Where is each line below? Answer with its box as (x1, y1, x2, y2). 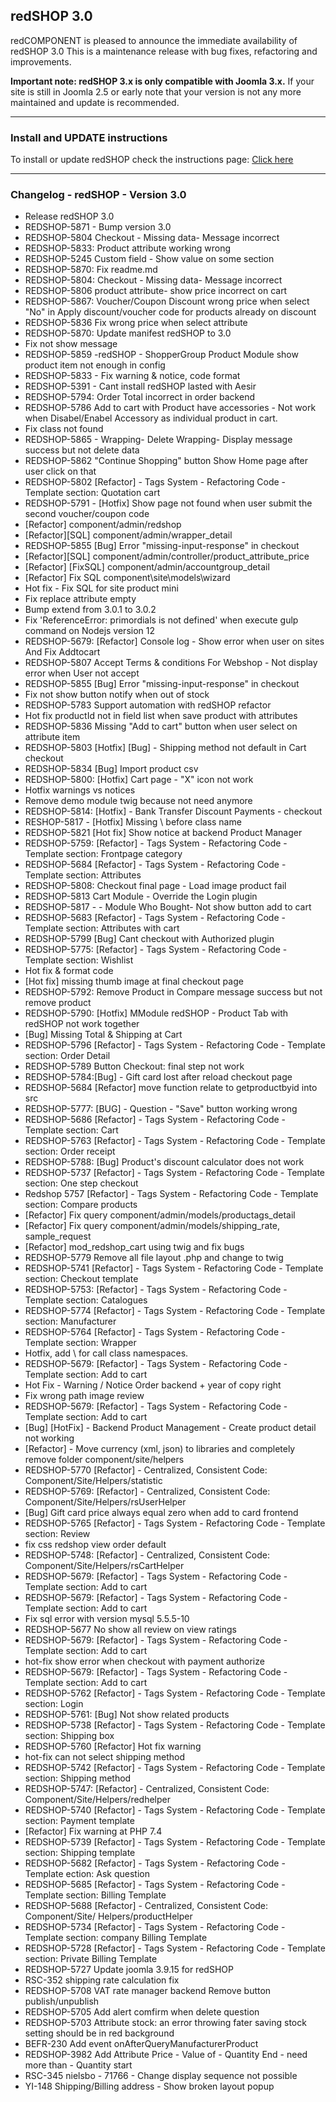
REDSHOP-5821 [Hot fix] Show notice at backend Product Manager (24, 827, 303, 839)
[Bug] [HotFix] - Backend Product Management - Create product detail (24, 1422, 317, 1434)
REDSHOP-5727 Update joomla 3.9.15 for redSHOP (24, 1964, 234, 1976)
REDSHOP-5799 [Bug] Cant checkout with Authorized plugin (24, 933, 275, 945)
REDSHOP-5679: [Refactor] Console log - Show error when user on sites (24, 635, 325, 648)
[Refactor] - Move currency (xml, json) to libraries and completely (24, 1443, 296, 1455)
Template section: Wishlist (24, 954, 134, 966)
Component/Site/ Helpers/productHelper (24, 1910, 193, 1923)
